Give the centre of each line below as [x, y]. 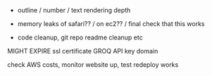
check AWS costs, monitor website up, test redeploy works [93, 65]
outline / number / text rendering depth [74, 10]
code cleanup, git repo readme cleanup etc [80, 37]
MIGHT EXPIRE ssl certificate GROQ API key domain [83, 51]
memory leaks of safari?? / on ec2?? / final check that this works [111, 24]
